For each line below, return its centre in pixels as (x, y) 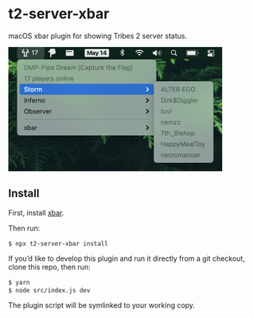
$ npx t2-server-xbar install (58, 243)
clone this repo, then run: (49, 266)
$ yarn (19, 282)
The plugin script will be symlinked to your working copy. (102, 305)
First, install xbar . (36, 212)
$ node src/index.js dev (49, 290)
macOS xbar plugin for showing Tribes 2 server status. (98, 36)
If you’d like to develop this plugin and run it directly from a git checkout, (127, 258)
